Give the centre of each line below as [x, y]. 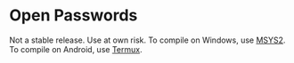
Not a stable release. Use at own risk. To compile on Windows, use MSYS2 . [147, 40]
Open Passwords [73, 16]
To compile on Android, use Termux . [76, 49]
